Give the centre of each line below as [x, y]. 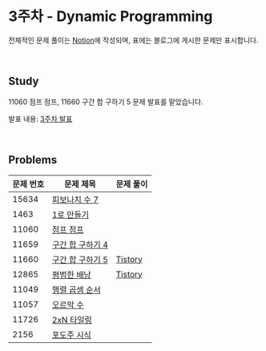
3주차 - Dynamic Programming [111, 16]
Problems [33, 160]
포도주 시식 [72, 335]
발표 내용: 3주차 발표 [40, 119]
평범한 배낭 [72, 275]
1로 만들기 [71, 215]
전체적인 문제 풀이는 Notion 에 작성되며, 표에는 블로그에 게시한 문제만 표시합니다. [133, 40]
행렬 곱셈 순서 [77, 289]
